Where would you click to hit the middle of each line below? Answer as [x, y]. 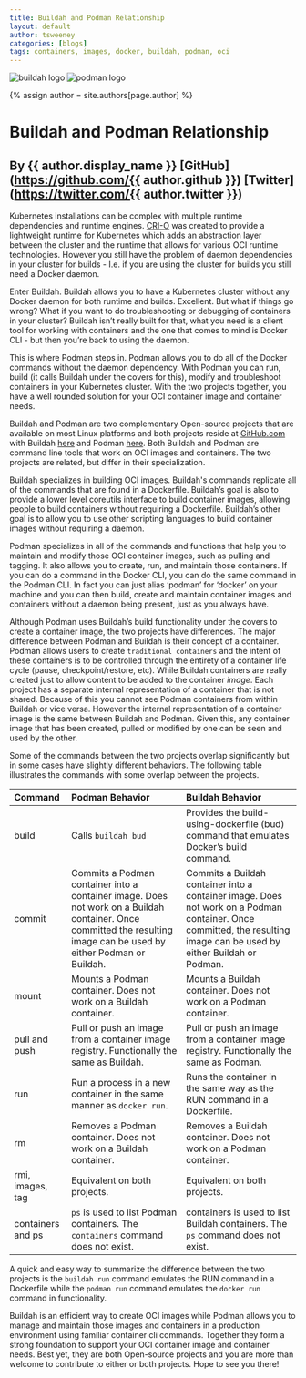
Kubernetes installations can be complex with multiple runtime [126, 216]
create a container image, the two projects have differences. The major [143, 632]
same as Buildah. [107, 1062]
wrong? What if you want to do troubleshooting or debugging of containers [150, 311]
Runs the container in [232, 1077]
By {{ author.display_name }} [93, 165]
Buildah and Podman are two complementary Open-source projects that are [152, 424]
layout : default [40, 26]
